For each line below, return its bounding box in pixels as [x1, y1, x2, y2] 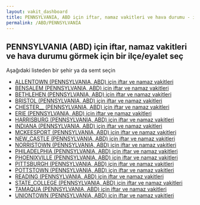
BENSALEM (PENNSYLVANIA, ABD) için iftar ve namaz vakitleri [14, 84, 169, 92]
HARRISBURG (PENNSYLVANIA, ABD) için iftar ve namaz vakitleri [14, 116, 174, 124]
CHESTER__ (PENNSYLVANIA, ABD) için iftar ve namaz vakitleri [14, 103, 170, 111]
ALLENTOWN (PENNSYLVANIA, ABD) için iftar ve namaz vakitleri [14, 78, 174, 86]
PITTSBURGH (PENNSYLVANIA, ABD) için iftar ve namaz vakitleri [14, 160, 174, 168]
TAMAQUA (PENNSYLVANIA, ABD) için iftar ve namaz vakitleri [14, 185, 167, 193]
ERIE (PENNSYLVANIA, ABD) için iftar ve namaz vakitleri [14, 110, 152, 117]
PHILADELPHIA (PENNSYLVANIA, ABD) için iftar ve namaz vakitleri [14, 148, 178, 155]
